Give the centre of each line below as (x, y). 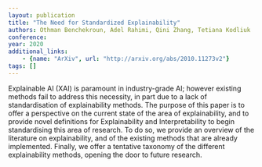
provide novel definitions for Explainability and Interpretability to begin (122, 121)
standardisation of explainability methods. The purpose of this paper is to (127, 105)
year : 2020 (26, 44)
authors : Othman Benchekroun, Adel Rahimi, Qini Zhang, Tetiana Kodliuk (129, 30)
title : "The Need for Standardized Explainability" (94, 23)
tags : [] (22, 66)
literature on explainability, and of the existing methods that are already (123, 138)
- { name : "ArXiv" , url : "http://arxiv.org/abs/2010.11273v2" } (126, 59)
